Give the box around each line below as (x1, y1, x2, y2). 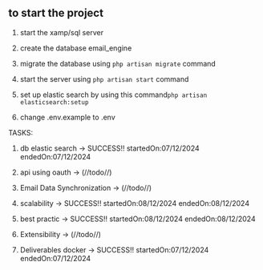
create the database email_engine (19, 43, 132, 53)
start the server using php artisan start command (19, 74, 189, 83)
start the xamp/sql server (19, 27, 104, 37)
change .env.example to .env (19, 112, 116, 122)
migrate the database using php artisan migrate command (19, 58, 216, 68)
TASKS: (8, 127, 34, 137)
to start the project (8, 6, 104, 20)
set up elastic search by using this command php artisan (19, 90, 208, 99)
